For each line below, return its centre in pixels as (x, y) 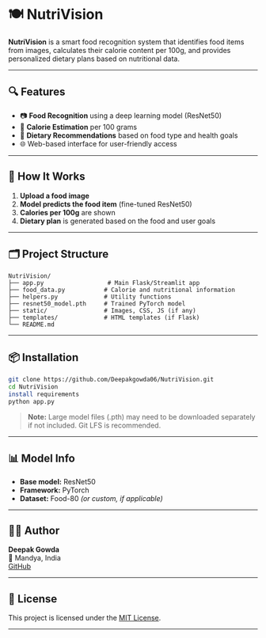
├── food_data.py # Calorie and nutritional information (122, 290)
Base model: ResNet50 (58, 481)
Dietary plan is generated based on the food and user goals (118, 221)
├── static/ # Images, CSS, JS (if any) (102, 311)
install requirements (44, 394)
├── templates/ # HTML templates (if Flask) (104, 318)
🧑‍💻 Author (34, 530)
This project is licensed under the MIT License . (85, 618)
